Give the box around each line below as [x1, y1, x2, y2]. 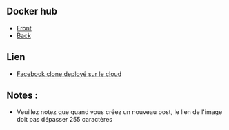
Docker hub [6, 6, 58, 17]
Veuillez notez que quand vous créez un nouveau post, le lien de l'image [16, 108, 223, 116]
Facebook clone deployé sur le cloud [16, 69, 122, 78]
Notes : [6, 90, 39, 102]
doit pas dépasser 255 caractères [16, 115, 113, 124]
